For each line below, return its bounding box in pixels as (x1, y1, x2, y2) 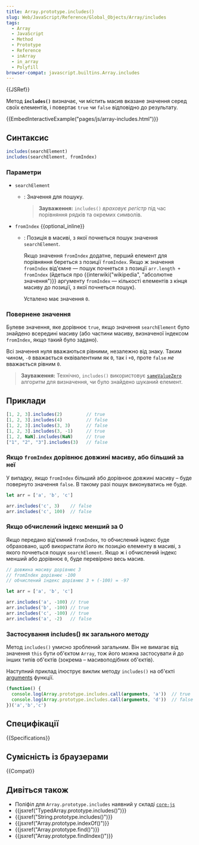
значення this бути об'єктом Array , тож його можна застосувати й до (6, 650, 184, 657)
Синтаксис (6, 132, 49, 143)
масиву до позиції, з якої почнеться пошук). (23, 284, 136, 291)
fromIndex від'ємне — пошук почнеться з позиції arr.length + (23, 265, 181, 272)
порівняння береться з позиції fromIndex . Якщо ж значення (23, 259, 175, 266)
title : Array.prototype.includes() (6, 8, 95, 15)
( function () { (6, 685, 42, 691)
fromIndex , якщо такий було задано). (6, 336, 98, 343)
